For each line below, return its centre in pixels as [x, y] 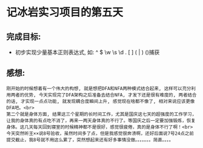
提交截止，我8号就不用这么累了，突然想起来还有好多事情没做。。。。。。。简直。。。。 [90, 140]
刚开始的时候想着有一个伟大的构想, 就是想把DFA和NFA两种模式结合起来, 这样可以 [94, 88]
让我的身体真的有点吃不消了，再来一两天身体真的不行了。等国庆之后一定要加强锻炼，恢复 [101, 121]
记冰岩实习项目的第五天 [65, 12]
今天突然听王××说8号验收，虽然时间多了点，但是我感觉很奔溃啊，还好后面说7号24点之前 [100, 134]
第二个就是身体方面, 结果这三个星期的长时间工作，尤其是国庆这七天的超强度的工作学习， [101, 114]
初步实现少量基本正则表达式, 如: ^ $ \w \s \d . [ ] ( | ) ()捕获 [87, 52]
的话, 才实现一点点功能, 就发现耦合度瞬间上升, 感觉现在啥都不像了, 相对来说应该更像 [101, 101]
